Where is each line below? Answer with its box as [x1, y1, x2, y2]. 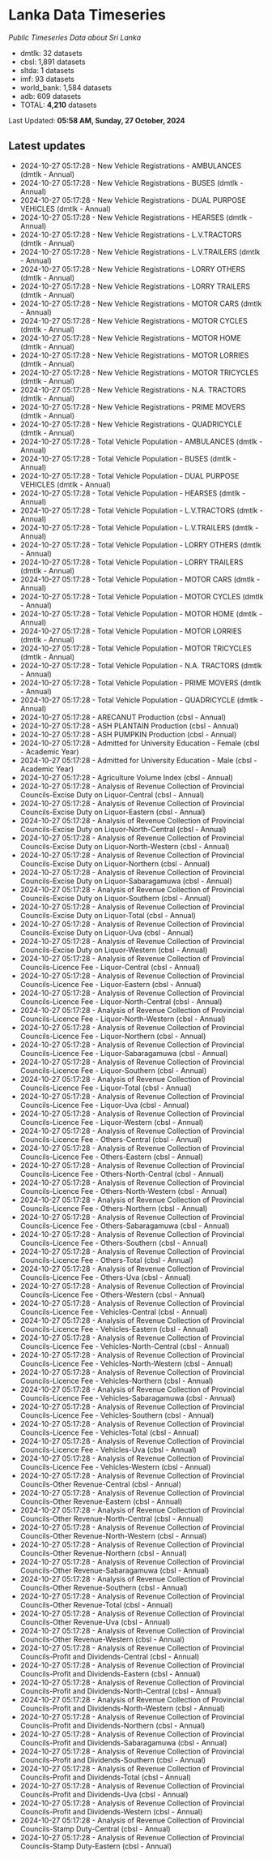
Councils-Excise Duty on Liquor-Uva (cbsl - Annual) [19, 927, 194, 938]
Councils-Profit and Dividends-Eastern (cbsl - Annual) [19, 1668, 201, 1678]
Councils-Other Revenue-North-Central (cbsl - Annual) [19, 1513, 204, 1523]
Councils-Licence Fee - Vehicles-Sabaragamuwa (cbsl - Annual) [19, 1393, 236, 1402]
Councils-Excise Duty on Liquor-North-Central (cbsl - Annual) [19, 824, 227, 834]
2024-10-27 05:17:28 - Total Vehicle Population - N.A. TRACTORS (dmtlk [19, 660, 262, 670]
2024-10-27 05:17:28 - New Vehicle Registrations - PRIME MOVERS [19, 401, 245, 411]
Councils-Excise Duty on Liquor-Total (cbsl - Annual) [19, 910, 197, 920]
